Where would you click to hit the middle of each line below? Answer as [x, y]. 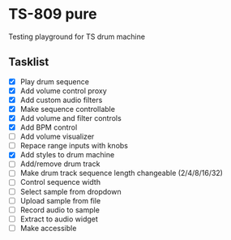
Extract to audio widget [59, 219]
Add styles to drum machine [67, 155]
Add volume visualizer [57, 137]
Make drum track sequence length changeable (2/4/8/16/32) [121, 173]
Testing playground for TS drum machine [77, 36]
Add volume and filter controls [71, 118]
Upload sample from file [60, 200]
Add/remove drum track [60, 164]
